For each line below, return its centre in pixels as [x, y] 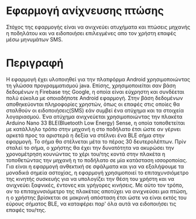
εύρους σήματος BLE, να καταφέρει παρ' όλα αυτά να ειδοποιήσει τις [91, 204]
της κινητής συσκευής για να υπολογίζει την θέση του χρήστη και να [90, 179]
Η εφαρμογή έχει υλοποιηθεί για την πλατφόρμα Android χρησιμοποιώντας [98, 79]
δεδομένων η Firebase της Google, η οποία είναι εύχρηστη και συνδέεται [95, 91]
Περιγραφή [35, 63]
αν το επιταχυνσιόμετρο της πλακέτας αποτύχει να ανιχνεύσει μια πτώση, [97, 191]
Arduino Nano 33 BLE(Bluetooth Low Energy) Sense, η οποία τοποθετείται [96, 123]
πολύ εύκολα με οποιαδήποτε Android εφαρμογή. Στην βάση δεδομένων [94, 98]
